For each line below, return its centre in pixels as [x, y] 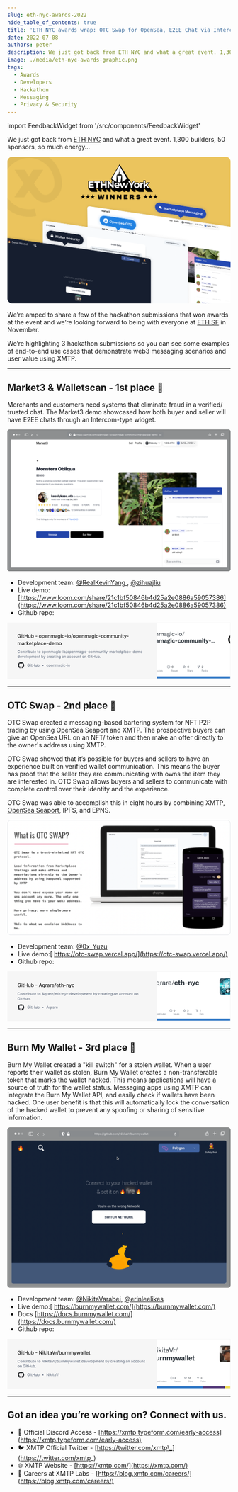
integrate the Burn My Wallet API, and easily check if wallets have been [111, 1095]
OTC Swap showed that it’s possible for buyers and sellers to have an [108, 759]
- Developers [33, 82]
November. [23, 330]
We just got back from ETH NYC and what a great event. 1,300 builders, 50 [116, 140]
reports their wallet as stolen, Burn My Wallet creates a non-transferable [113, 1072]
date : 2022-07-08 [33, 38]
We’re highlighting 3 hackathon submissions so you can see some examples [119, 344]
